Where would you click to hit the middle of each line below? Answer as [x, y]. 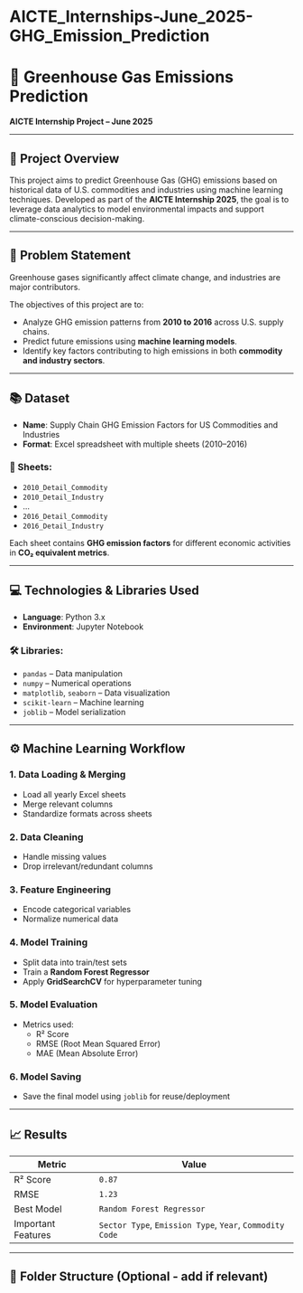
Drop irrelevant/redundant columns [87, 866]
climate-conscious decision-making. [77, 218]
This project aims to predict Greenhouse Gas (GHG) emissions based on [143, 180]
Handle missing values [64, 856]
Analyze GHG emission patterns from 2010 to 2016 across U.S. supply [153, 322]
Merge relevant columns [68, 804]
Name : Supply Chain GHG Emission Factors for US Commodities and [150, 425]
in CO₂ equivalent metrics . [60, 552]
